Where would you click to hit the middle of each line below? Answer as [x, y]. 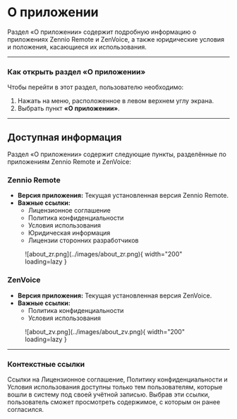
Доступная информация [65, 137]
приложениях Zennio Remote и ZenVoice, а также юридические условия [116, 39]
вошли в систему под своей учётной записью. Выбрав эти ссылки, [109, 394]
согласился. [26, 409]
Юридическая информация [69, 233]
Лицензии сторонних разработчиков [83, 240]
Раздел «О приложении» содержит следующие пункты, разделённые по [117, 154]
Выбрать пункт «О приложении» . [68, 108]
